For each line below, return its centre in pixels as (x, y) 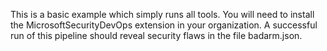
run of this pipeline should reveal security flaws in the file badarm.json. (156, 35)
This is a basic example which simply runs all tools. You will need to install (162, 14)
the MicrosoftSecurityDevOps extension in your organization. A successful (164, 25)
